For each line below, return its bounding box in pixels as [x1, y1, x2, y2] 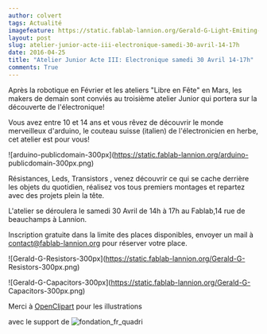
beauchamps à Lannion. [8, 214, 87, 223]
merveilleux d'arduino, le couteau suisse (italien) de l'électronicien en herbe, [8, 126, 258, 135]
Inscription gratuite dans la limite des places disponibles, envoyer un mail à [8, 230, 254, 239]
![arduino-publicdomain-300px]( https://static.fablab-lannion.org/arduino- [8, 150, 249, 159]
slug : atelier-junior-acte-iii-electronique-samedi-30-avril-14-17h [8, 41, 240, 49]
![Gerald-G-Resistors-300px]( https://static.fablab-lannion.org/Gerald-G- [8, 254, 246, 263]
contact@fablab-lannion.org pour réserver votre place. [8, 238, 188, 247]
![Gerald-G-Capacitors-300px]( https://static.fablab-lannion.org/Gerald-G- [8, 278, 251, 287]
